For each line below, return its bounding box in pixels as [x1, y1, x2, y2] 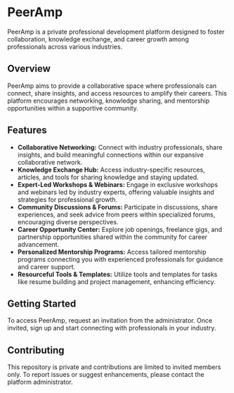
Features [7, 124, 47, 136]
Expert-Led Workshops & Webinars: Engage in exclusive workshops [17, 180, 219, 188]
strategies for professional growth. [17, 195, 118, 204]
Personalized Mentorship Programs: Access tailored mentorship [17, 247, 207, 256]
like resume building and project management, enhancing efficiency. [17, 277, 216, 285]
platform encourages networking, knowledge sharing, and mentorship [7, 96, 210, 105]
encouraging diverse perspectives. [17, 217, 119, 226]
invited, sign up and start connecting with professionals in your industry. [7, 324, 216, 333]
